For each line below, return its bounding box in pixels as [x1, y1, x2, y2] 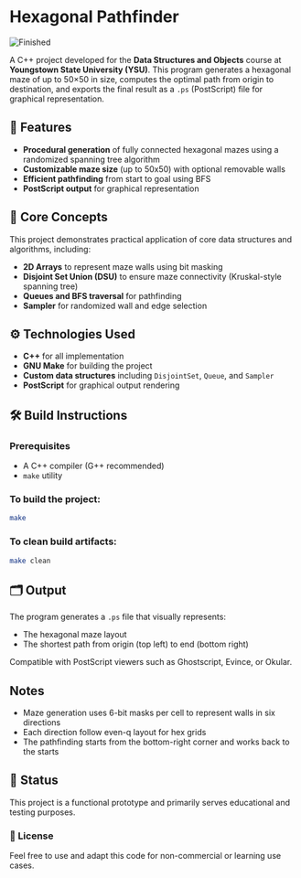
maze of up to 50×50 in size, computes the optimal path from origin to [9, 73, 274, 84]
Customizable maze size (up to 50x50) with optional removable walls [22, 163, 286, 175]
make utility [22, 470, 63, 481]
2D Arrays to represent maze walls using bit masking [22, 261, 223, 272]
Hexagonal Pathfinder [9, 6, 180, 27]
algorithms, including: [9, 243, 91, 254]
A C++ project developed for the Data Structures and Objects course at [9, 54, 282, 65]
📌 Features [9, 120, 72, 135]
